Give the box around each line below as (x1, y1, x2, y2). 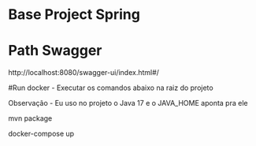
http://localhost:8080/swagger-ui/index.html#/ (8, 68, 160, 77)
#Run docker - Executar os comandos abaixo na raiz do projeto (8, 83, 214, 92)
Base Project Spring (8, 6, 140, 24)
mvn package (8, 114, 53, 123)
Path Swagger (8, 42, 102, 60)
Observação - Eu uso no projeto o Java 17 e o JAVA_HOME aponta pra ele (8, 99, 248, 108)
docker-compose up (8, 129, 75, 139)
